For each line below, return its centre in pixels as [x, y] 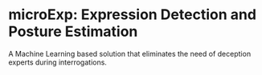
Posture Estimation [73, 32]
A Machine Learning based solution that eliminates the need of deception [130, 53]
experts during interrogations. [57, 62]
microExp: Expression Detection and [133, 15]
